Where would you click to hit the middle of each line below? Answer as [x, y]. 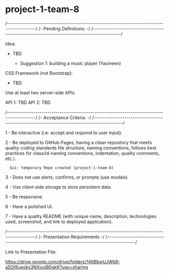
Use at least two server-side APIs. [41, 92]
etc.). [11, 158]
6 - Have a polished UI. [29, 206]
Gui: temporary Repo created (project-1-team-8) [62, 168]
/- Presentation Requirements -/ [72, 237]
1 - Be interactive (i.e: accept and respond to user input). [64, 133]
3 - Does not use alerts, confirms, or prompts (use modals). [67, 177]
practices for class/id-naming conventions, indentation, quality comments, [82, 153]
